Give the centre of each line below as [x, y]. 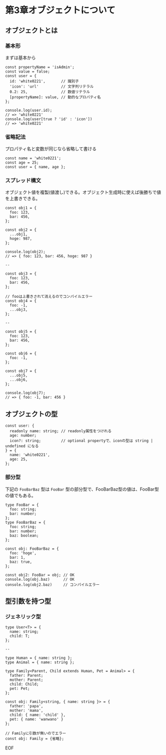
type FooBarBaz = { [25, 522]
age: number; [23, 436]
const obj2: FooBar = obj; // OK [40, 575]
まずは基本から [20, 58]
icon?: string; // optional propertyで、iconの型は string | [82, 441]
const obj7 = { [21, 371]
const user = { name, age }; [35, 167]
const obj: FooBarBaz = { [32, 549]
